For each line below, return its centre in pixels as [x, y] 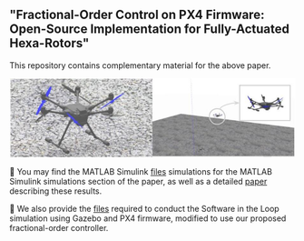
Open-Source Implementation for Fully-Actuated [150, 30]
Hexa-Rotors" [49, 43]
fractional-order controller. [59, 228]
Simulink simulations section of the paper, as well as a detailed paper [138, 182]
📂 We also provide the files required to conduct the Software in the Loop [144, 209]
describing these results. [56, 191]
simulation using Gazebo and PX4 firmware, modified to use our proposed [148, 218]
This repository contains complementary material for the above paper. [140, 65]
